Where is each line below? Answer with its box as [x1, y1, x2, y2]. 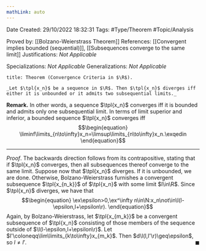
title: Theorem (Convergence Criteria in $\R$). [6, 74, 133, 80]
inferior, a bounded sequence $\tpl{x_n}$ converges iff [6, 114, 146, 121]
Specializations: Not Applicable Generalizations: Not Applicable [6, 62, 167, 70]
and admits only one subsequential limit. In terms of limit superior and [6, 108, 183, 115]
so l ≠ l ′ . [6, 238, 27, 245]
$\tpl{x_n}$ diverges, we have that [6, 187, 94, 194]
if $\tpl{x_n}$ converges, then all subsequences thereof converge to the [6, 160, 189, 168]
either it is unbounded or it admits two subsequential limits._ [6, 90, 177, 97]
